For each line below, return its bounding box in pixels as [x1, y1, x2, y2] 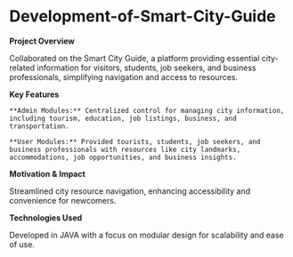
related [9, 62, 36, 73]
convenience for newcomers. [9, 195, 117, 205]
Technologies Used [9, 212, 83, 223]
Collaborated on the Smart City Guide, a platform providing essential [9, 52, 260, 63]
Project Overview [9, 36, 76, 46]
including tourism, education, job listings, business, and [9, 114, 238, 123]
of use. [9, 238, 36, 250]
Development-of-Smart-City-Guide [9, 6, 276, 27]
